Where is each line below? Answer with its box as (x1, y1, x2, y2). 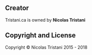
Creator (5, 4, 29, 12)
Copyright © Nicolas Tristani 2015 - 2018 (5, 44, 88, 50)
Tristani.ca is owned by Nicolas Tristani (5, 17, 86, 23)
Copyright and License (5, 31, 76, 40)
